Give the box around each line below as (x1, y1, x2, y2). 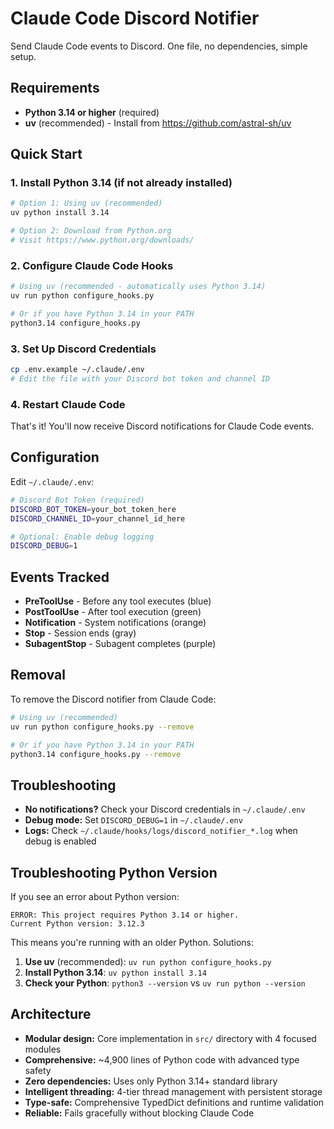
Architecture (10, 1006, 92, 1023)
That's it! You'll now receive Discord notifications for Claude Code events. (10, 420, 315, 432)
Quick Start (10, 146, 83, 163)
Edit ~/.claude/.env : (10, 475, 95, 487)
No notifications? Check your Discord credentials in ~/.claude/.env (24, 803, 306, 816)
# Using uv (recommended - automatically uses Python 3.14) (10, 282, 267, 292)
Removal (10, 667, 66, 684)
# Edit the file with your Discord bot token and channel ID (10, 373, 271, 384)
